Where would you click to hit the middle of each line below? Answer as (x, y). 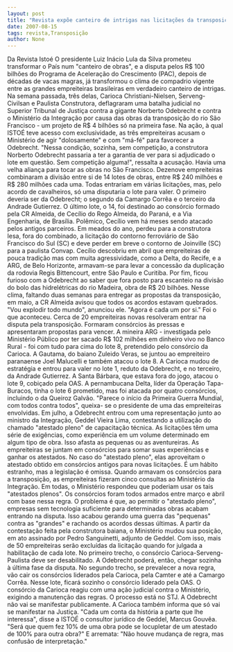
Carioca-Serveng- (197, 553)
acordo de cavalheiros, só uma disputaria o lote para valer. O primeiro (107, 192)
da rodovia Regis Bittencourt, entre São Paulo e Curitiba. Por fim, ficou (108, 273)
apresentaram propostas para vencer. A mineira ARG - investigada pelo (109, 332)
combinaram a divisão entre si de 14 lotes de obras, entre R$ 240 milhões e (115, 177)
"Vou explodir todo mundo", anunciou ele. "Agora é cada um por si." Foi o (112, 310)
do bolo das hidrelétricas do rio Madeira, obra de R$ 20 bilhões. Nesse (108, 288)
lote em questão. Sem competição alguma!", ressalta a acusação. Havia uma (116, 162)
